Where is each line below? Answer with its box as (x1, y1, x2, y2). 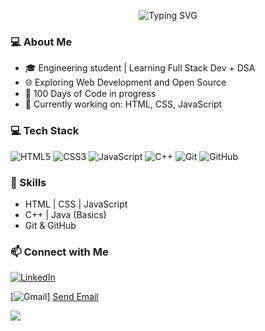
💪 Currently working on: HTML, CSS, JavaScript (24, 98, 223, 110)
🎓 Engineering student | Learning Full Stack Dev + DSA (24, 62, 256, 74)
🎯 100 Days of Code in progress (24, 88, 157, 100)
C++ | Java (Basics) (24, 208, 107, 220)
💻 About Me (10, 35, 73, 49)
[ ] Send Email (10, 291, 99, 303)
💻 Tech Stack (10, 124, 80, 138)
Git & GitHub (24, 219, 77, 231)
